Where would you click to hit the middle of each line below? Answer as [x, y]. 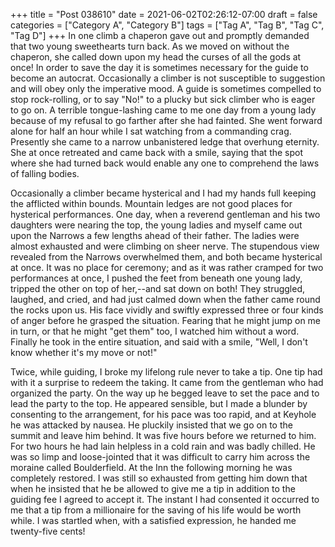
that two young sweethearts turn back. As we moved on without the [150, 46]
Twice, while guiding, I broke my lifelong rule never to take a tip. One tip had [166, 372]
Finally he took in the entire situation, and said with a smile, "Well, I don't [159, 342]
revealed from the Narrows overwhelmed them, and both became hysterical [166, 257]
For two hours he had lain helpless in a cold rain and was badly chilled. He [163, 446]
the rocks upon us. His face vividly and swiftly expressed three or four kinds [167, 310]
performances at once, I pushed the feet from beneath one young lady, [156, 278]
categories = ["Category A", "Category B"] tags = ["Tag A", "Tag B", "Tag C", [167, 25]
